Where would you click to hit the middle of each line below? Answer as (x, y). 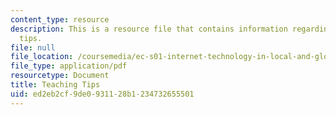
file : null (33, 47)
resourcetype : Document (60, 76)
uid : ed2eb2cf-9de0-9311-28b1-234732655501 (102, 94)
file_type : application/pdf (69, 66)
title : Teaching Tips (55, 85)
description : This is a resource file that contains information (149, 29)
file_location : (42, 57)
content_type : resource (60, 19)
